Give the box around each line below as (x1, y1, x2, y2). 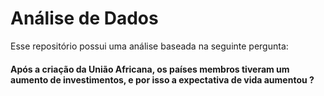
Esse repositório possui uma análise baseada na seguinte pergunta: (10, 40, 289, 52)
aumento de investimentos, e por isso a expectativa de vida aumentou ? (10, 73, 315, 86)
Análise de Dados (10, 7, 159, 30)
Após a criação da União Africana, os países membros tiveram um (10, 63, 290, 75)
